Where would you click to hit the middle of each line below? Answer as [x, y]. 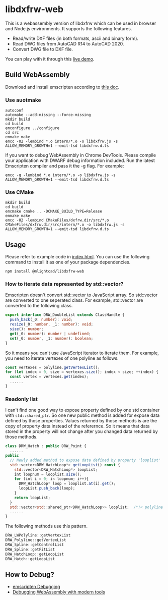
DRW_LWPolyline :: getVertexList [38, 535]
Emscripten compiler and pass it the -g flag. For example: [65, 166]
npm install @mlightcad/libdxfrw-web [45, 271]
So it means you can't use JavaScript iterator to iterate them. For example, [82, 353]
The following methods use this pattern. [47, 526]
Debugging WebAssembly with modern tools [59, 592]
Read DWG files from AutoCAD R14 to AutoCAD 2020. [68, 43]
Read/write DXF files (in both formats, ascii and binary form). [75, 38]
